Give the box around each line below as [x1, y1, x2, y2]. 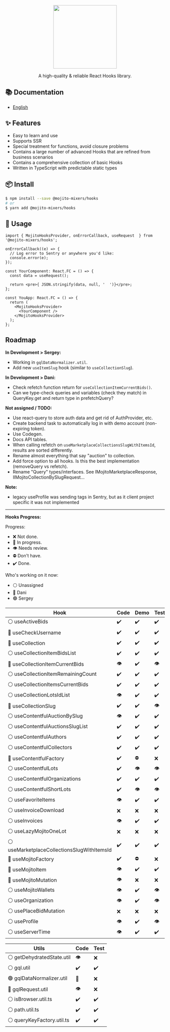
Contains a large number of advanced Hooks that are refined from [12, 148, 151, 154]
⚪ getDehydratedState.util [8, 953, 71, 960]
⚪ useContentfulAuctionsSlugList [8, 723, 88, 730]
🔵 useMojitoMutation [8, 877, 57, 884]
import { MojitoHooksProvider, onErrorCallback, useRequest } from [5, 233, 153, 238]
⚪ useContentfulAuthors [8, 733, 67, 740]
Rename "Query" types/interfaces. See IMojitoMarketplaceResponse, [12, 468, 157, 475]
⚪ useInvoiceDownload [8, 806, 64, 814]
